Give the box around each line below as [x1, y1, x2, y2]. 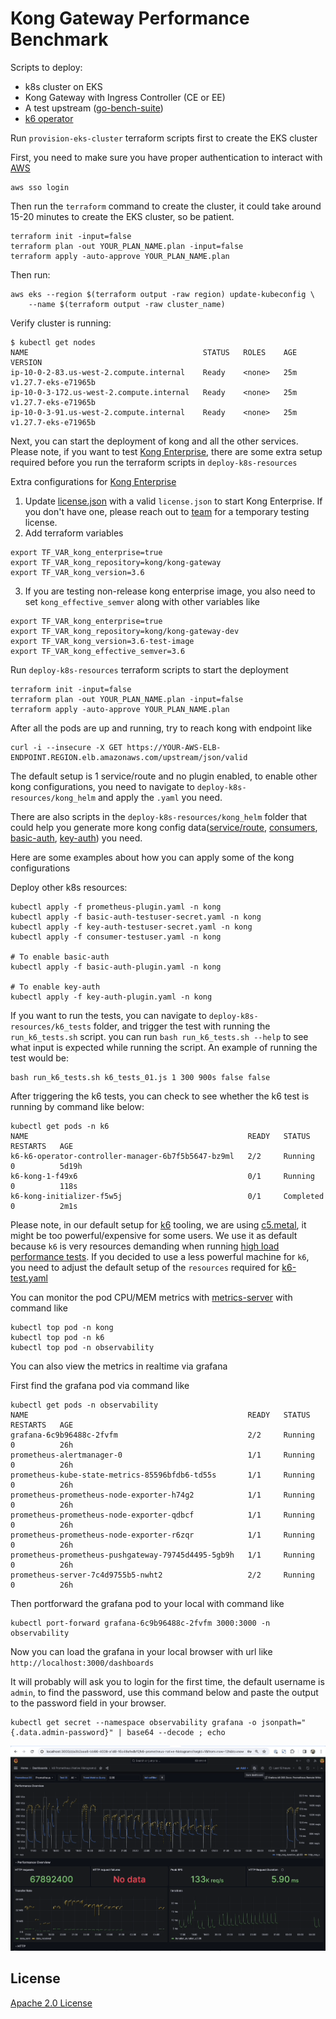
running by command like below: [10, 1100, 145, 1112]
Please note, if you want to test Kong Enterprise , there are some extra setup [10, 445, 323, 457]
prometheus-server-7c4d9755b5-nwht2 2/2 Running [10, 1570, 315, 1580]
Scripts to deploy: [10, 61, 83, 73]
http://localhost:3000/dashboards [10, 1658, 155, 1668]
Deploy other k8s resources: [10, 881, 128, 893]
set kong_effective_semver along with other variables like [24, 595, 260, 607]
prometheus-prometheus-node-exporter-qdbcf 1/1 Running [10, 1510, 315, 1520]
